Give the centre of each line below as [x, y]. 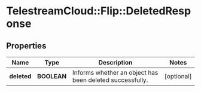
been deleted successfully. [110, 80]
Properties [26, 46]
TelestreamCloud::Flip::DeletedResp [99, 11]
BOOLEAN [52, 76]
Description [115, 62]
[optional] [178, 76]
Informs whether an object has [115, 73]
